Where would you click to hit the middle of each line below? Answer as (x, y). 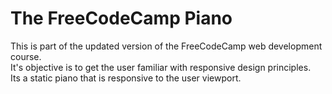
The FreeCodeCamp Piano (121, 18)
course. (26, 56)
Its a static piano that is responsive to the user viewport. (126, 78)
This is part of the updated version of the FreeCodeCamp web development (166, 46)
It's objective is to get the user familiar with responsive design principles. (161, 67)
